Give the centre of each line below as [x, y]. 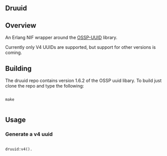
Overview [21, 25]
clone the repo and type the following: [45, 86]
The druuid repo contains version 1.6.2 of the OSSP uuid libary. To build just [83, 81]
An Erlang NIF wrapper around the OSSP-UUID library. [61, 38]
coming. [14, 53]
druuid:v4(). [19, 149]
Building [18, 68]
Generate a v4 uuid [29, 134]
